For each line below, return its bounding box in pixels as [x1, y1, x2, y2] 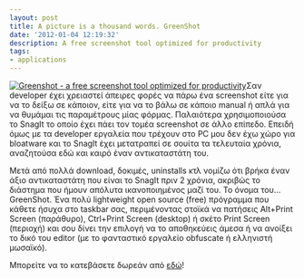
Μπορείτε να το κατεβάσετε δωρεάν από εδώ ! [9, 260, 184, 270]
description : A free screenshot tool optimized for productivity [9, 38, 261, 48]
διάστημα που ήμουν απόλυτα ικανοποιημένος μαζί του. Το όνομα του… [9, 185, 281, 195]
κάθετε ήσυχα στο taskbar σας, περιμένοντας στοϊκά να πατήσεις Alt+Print [9, 204, 293, 214]
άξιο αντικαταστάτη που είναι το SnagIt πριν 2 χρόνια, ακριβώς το [9, 175, 261, 186]
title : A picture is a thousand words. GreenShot [9, 22, 201, 31]
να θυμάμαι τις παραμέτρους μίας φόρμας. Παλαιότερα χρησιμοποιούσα [9, 110, 287, 120]
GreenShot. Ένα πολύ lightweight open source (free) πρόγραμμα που [9, 194, 270, 205]
